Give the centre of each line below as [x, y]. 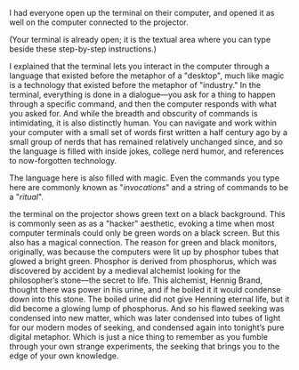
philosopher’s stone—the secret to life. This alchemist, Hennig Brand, [136, 280]
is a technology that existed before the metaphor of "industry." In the [135, 85]
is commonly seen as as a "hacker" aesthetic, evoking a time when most [142, 223]
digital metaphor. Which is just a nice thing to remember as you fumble [139, 337]
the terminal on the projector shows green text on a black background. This [147, 214]
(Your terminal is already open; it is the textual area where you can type [140, 40]
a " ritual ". [27, 197]
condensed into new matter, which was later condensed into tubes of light [145, 318]
